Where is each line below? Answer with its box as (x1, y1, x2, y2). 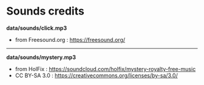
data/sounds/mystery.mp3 (6, 53, 76, 61)
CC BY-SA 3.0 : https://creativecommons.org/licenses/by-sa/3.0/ (15, 72, 178, 79)
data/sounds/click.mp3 (6, 24, 67, 32)
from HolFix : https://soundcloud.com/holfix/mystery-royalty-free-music (15, 65, 196, 72)
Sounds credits (6, 4, 85, 18)
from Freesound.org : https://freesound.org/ (15, 36, 126, 43)
